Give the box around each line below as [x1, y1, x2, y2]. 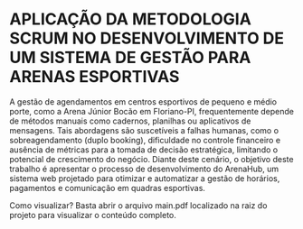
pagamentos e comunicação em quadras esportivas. [9, 182, 206, 193]
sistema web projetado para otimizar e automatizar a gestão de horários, [9, 172, 280, 184]
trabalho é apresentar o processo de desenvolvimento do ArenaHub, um [9, 163, 279, 174]
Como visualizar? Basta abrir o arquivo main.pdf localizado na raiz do [9, 199, 268, 211]
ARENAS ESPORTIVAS [9, 67, 180, 87]
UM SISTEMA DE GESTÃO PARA [9, 48, 251, 68]
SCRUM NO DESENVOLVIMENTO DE [9, 28, 285, 49]
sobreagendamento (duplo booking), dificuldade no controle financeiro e [9, 134, 281, 145]
